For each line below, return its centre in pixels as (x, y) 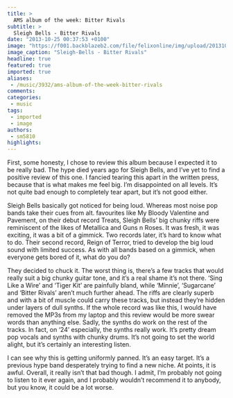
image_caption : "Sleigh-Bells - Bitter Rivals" (77, 53)
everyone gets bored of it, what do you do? (69, 257)
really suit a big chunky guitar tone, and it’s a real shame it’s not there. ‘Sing (115, 278)
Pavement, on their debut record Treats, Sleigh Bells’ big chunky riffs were (113, 220)
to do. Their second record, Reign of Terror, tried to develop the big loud (110, 242)
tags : (15, 110)
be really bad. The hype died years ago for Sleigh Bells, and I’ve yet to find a (116, 170)
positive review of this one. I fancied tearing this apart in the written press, (113, 177)
